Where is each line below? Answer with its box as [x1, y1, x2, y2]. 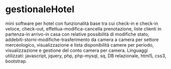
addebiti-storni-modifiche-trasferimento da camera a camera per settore [5, 37, 159, 43]
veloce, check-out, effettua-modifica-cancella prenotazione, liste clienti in [5, 25, 162, 31]
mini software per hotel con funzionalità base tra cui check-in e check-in [5, 20, 159, 26]
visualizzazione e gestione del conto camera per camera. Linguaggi [5, 47, 148, 53]
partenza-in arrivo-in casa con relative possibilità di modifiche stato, [5, 31, 149, 37]
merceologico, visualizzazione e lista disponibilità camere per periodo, [5, 42, 154, 48]
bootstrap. [5, 58, 27, 64]
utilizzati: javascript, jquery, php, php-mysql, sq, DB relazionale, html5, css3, [5, 52, 166, 59]
